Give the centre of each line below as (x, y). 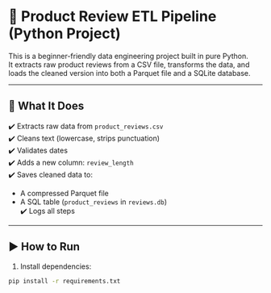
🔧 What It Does (46, 106)
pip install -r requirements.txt (65, 281)
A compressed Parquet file (64, 193)
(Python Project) (65, 33)
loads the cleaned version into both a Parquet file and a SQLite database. (130, 73)
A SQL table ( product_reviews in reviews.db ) (94, 202)
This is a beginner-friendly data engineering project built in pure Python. (128, 56)
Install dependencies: (56, 266)
